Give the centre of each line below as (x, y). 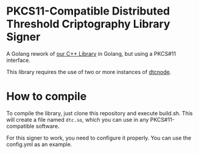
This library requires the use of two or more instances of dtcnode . (89, 72)
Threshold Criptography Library (88, 24)
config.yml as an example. (39, 144)
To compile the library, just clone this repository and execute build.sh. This (100, 113)
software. (47, 126)
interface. (18, 60)
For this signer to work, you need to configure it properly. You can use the (99, 138)
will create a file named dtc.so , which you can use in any (78, 119)
